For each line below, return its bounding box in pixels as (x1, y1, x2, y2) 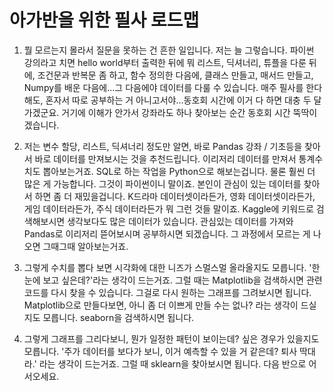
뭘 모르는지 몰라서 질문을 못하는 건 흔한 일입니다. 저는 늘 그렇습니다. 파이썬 (23, 44, 315, 56)
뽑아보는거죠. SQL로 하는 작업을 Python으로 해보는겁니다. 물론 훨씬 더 (42, 165, 316, 177)
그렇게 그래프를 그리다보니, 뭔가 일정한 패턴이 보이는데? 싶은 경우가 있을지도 (23, 332, 320, 345)
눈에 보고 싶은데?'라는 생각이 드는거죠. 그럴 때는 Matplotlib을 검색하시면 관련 (23, 274, 323, 286)
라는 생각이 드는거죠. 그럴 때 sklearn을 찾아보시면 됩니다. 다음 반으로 (38, 357, 307, 370)
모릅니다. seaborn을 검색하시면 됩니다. (42, 311, 195, 323)
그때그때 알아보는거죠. (42, 240, 129, 252)
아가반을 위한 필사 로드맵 (9, 9, 200, 32)
